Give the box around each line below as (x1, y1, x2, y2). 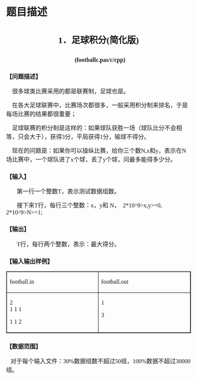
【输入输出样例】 (6, 258, 54, 265)
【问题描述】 (6, 73, 42, 80)
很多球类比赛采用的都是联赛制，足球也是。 (12, 88, 130, 95)
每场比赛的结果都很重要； (6, 111, 77, 118)
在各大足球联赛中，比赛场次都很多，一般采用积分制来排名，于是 (12, 102, 189, 109)
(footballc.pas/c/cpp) (74, 56, 126, 63)
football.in (9, 278, 35, 285)
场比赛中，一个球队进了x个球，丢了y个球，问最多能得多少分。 (6, 156, 177, 163)
